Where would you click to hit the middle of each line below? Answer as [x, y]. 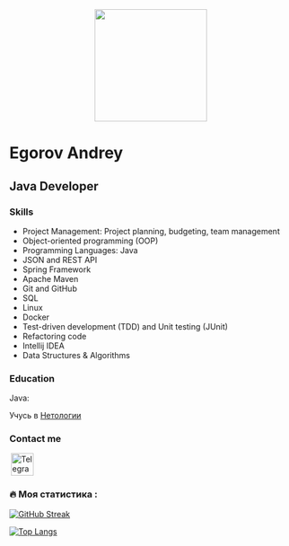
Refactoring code [54, 336]
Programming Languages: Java [80, 250]
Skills [22, 212]
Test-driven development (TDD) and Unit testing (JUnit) [125, 326]
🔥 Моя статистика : [54, 495]
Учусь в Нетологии [45, 416]
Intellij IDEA [43, 346]
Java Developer [54, 186]
